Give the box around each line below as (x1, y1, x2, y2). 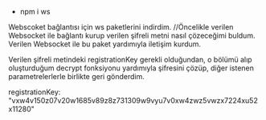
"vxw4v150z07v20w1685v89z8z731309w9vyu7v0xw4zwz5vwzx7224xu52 (8, 96, 259, 105)
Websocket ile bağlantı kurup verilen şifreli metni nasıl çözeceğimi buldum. (8, 31, 256, 40)
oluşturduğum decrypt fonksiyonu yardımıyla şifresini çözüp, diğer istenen (8, 63, 255, 73)
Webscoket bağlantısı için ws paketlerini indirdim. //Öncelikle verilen (8, 22, 234, 31)
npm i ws (19, 7, 51, 16)
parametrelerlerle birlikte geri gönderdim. (8, 72, 145, 81)
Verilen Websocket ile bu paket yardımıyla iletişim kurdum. (8, 39, 202, 49)
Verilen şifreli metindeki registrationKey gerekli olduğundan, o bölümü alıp (8, 55, 252, 64)
